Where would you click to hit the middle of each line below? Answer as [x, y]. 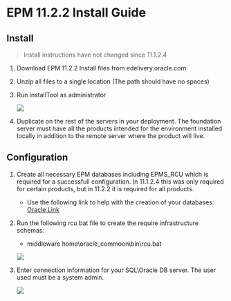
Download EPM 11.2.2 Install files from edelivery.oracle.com [101, 68]
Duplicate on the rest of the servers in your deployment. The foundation [119, 121]
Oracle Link [43, 209]
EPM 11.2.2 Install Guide [76, 13]
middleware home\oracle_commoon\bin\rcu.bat [94, 244]
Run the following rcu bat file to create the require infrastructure [107, 223]
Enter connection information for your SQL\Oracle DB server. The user [116, 270]
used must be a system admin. [60, 277]
